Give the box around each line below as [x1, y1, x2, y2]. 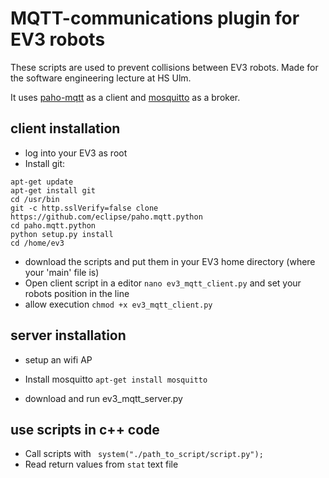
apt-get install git [10, 185, 97, 196]
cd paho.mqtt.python [10, 220, 97, 231]
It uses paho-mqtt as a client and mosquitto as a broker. [10, 91, 241, 103]
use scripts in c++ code [10, 421, 160, 438]
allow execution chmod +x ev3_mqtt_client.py [24, 298, 213, 310]
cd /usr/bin [10, 194, 60, 204]
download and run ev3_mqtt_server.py [24, 392, 183, 404]
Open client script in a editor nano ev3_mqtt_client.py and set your [24, 277, 302, 289]
